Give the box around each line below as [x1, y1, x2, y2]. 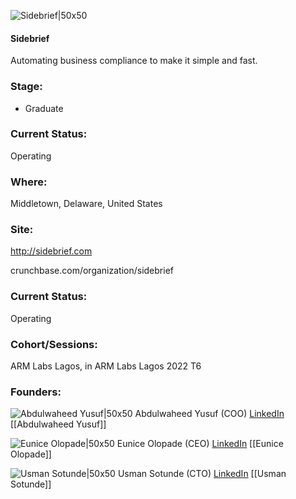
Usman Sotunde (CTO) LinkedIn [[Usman [117, 468, 287, 480]
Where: [10, 175, 48, 189]
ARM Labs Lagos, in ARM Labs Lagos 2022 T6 [10, 360, 202, 372]
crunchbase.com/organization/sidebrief [10, 265, 174, 277]
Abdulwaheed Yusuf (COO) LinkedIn [134, 408, 285, 420]
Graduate [24, 102, 64, 114]
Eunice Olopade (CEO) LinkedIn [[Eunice [116, 438, 284, 450]
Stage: [10, 80, 43, 94]
